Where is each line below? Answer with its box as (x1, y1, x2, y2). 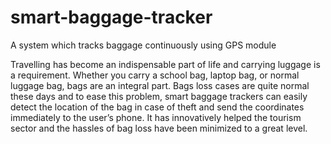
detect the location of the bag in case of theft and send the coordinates (10, 101, 305, 113)
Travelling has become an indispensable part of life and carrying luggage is (10, 58, 321, 70)
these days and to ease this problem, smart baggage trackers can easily (10, 90, 308, 102)
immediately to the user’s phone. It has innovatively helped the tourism (10, 111, 302, 123)
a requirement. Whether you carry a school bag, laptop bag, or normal (10, 69, 300, 81)
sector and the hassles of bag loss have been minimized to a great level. (10, 122, 308, 134)
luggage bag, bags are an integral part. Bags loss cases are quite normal (10, 79, 310, 91)
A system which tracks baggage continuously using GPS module (10, 39, 277, 51)
